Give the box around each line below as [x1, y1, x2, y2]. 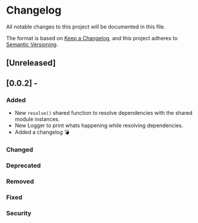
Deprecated [6, 161, 41, 169]
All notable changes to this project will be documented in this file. [6, 23, 166, 30]
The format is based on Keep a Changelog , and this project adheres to [6, 34, 178, 41]
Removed [6, 177, 34, 185]
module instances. [14, 116, 60, 123]
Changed [6, 146, 34, 154]
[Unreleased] [6, 58, 56, 68]
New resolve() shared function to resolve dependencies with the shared [14, 109, 193, 117]
